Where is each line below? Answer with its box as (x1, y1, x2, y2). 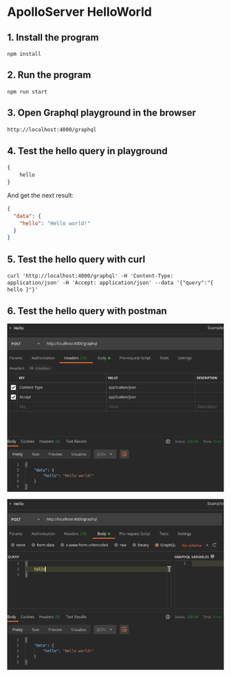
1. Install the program (7, 32, 99, 43)
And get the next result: (7, 191, 74, 200)
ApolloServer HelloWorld (7, 4, 153, 20)
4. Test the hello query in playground (7, 145, 168, 157)
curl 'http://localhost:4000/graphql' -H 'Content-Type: (7, 272, 174, 279)
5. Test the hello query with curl (7, 253, 146, 265)
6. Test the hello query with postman (7, 305, 167, 316)
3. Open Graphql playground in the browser (7, 107, 197, 119)
